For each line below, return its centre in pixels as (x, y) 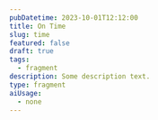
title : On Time (38, 26)
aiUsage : (26, 93)
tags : (19, 60)
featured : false (39, 43)
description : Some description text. (80, 77)
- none (30, 102)
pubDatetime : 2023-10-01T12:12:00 (74, 18)
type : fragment (38, 85)
